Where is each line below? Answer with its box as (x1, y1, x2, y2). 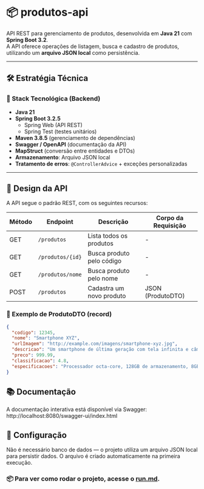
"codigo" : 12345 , (12, 330, 56, 336)
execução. (6, 459, 33, 466)
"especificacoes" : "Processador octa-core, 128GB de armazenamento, (12, 363, 189, 369)
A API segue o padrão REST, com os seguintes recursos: (6, 199, 148, 207)
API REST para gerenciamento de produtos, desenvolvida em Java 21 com (6, 29, 192, 37)
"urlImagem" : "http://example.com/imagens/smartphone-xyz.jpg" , (12, 341, 178, 347)
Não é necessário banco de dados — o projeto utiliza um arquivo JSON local (6, 446, 198, 454)
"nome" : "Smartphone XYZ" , (12, 335, 80, 341)
